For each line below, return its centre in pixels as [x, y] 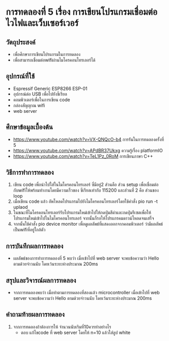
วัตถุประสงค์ [21, 42]
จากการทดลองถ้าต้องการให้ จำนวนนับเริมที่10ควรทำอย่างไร [62, 327]
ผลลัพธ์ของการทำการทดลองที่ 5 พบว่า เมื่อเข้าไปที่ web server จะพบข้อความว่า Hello [86, 258]
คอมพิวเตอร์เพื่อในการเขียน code [41, 100]
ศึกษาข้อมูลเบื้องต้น [29, 127]
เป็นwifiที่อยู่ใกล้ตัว [29, 230]
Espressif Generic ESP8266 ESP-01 [50, 88]
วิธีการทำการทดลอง [30, 173]
